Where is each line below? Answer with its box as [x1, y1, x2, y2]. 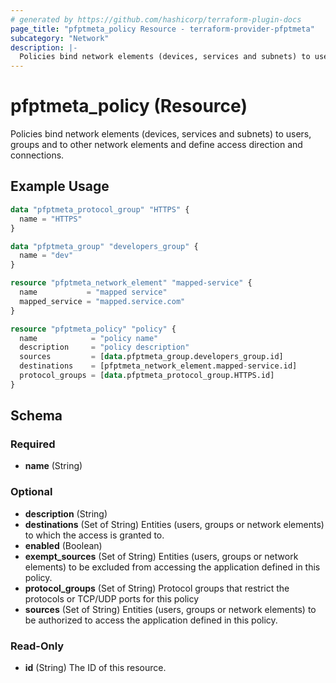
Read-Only [10, 639, 65, 653]
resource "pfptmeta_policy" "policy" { [10, 324, 177, 334]
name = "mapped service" [19, 287, 168, 297]
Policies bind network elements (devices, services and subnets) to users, [10, 128, 312, 140]
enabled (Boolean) [24, 539, 103, 551]
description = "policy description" [19, 342, 190, 353]
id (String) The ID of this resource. [24, 662, 167, 674]
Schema [10, 407, 63, 425]
